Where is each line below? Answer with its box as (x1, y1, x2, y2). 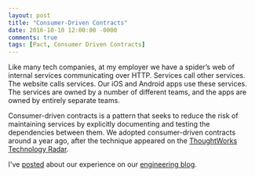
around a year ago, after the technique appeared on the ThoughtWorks (8, 136, 238, 146)
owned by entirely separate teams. (8, 96, 120, 105)
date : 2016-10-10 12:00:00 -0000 (8, 26, 118, 34)
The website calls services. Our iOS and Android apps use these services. (8, 79, 247, 89)
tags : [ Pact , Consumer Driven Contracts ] (8, 41, 146, 49)
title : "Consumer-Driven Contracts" (8, 19, 128, 27)
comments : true (8, 33, 58, 42)
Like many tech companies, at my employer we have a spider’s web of (8, 62, 235, 72)
